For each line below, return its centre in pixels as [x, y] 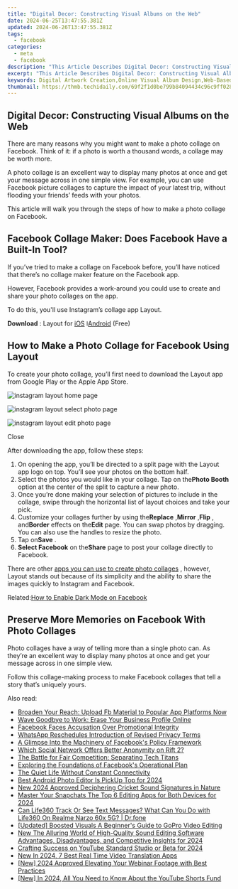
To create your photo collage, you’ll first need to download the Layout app [115, 374]
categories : [25, 47]
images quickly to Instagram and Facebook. [71, 583]
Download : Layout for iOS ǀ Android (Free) [69, 323]
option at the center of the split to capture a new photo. [98, 487]
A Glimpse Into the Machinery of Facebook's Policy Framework [109, 742]
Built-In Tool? [38, 250]
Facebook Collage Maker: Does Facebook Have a [118, 239]
